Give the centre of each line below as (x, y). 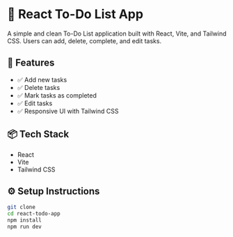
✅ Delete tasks (39, 87)
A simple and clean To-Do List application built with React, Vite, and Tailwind (117, 33)
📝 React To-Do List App (75, 14)
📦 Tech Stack (38, 134)
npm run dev (24, 227)
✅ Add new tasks (42, 79)
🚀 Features (31, 63)
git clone (22, 207)
